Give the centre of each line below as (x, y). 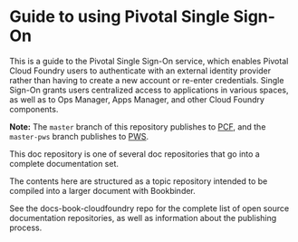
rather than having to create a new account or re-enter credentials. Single (147, 80)
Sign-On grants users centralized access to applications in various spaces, (149, 90)
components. (34, 109)
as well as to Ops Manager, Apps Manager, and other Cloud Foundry (137, 99)
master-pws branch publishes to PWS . (79, 136)
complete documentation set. (64, 163)
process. (26, 227)
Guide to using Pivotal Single (120, 17)
